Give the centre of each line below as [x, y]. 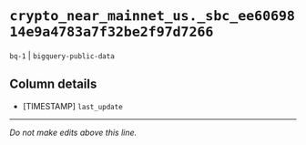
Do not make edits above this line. [73, 132]
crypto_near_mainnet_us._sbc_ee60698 [153, 16]
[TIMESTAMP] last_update [72, 106]
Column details [53, 84]
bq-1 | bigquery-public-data [62, 55]
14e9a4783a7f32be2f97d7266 [112, 32]
